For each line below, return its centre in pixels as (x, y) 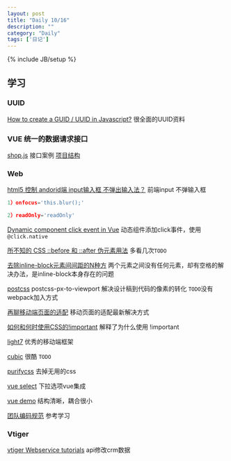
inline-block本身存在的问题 (76, 274)
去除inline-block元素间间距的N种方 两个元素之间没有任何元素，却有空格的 (112, 266)
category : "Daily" (34, 33)
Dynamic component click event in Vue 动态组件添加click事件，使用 (104, 229)
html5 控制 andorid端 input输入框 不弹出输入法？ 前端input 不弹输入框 (107, 190)
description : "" (31, 26)
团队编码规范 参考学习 (39, 416)
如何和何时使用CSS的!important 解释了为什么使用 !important (93, 327)
